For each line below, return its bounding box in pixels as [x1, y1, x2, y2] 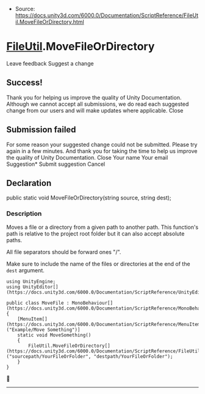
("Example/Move [6, 327, 45, 333]
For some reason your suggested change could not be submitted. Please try [6, 141, 198, 148]
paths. [6, 236, 23, 243]
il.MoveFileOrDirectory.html [15, 18, 84, 25]
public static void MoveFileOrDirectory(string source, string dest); [6, 194, 172, 201]
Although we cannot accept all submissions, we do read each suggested [6, 100, 189, 108]
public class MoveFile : [6, 300, 70, 306]
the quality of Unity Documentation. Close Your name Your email [6, 154, 168, 161]
